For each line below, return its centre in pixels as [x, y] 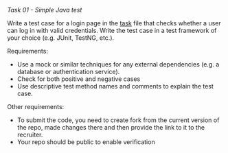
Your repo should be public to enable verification [86, 142]
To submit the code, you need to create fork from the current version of [118, 120]
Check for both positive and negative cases [79, 79]
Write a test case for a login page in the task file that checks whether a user [114, 23]
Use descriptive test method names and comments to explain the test [115, 86]
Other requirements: [36, 107]
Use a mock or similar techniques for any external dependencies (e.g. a [118, 64]
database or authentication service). [68, 72]
